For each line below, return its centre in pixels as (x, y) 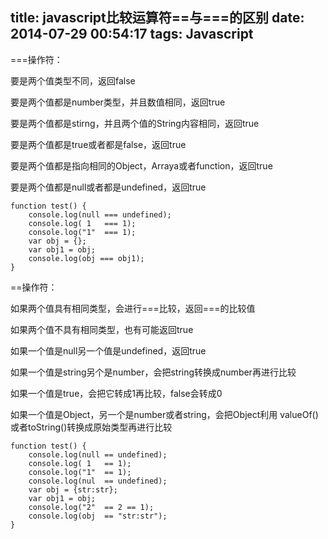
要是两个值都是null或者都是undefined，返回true (108, 187)
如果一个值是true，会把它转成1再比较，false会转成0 (116, 393)
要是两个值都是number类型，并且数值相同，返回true (118, 102)
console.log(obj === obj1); (86, 258)
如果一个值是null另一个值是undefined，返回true (108, 350)
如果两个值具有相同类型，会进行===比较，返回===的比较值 (133, 308)
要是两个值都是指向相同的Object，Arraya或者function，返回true (141, 165)
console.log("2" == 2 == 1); (91, 507)
